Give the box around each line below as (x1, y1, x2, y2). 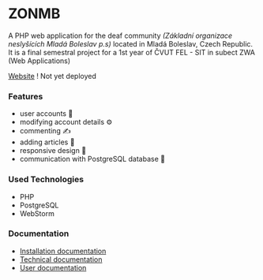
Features (8, 91, 43, 102)
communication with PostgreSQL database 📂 (19, 155, 166, 164)
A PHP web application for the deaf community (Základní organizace (8, 31, 233, 40)
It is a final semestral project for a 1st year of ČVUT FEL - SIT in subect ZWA (8, 47, 255, 57)
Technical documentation (19, 254, 103, 264)
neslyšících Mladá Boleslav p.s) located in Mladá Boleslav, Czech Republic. (8, 39, 254, 48)
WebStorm (19, 208, 55, 218)
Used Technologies (8, 174, 85, 185)
